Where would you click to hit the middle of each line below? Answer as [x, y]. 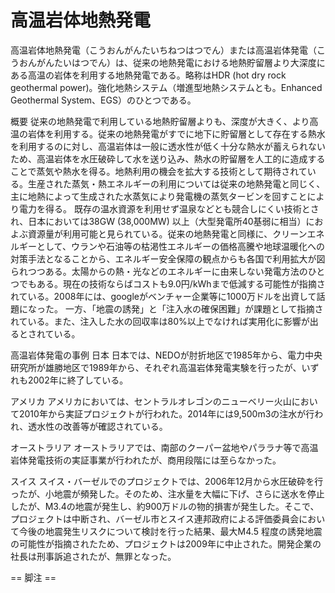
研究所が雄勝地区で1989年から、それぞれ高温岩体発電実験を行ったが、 [156, 367]
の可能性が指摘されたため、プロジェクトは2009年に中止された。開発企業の [166, 543]
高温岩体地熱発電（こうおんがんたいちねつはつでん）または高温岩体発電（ [163, 50]
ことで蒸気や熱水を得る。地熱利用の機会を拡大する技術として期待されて [159, 171]
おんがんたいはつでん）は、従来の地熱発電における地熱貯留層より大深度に [172, 62]
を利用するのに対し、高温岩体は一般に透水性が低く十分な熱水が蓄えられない [168, 146]
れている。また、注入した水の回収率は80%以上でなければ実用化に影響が [160, 321]
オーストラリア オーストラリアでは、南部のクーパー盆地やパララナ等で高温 [164, 447]
